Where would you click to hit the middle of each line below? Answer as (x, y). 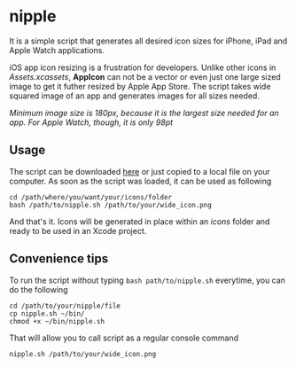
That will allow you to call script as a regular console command (124, 338)
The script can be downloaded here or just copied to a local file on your (140, 171)
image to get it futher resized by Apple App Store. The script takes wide (140, 86)
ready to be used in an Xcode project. (78, 230)
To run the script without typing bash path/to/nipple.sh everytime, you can (148, 280)
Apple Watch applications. (57, 50)
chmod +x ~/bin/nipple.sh (57, 321)
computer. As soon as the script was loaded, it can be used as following (140, 181)
